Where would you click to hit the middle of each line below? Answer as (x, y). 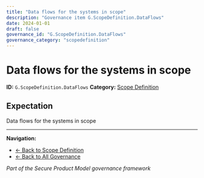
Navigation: (21, 138)
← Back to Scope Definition (49, 150)
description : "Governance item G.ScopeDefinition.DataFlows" (85, 18)
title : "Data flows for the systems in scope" (66, 12)
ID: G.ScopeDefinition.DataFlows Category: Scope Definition (83, 87)
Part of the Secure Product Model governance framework (78, 168)
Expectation (30, 106)
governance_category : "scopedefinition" (58, 40)
